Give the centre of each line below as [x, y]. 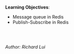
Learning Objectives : [27, 7]
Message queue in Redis [38, 17]
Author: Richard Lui [25, 47]
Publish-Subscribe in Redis [41, 22]
